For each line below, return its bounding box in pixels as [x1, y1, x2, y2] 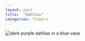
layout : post [5, 7, 33, 12]
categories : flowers [5, 16, 49, 21]
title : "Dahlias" [5, 12, 44, 17]
